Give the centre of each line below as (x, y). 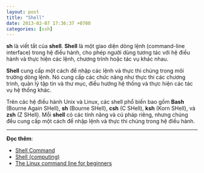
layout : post (23, 12)
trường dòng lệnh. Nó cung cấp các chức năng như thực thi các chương (96, 77)
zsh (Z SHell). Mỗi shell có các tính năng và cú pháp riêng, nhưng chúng (97, 115)
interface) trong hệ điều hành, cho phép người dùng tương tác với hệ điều (98, 53)
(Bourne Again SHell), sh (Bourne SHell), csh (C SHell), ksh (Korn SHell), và (101, 108)
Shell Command (35, 151)
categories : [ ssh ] (29, 29)
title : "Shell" (25, 18)
